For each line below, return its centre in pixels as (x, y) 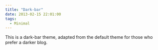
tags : (11, 19)
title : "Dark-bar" (24, 10)
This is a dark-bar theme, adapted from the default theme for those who (79, 37)
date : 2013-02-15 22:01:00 (33, 14)
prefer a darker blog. (26, 43)
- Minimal (20, 23)
